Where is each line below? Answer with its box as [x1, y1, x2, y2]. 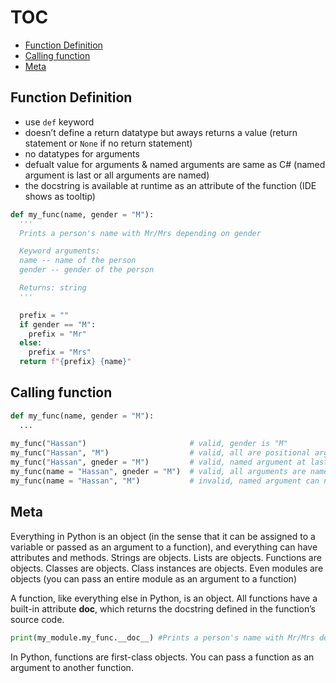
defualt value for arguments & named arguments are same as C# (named [24, 158, 326, 170]
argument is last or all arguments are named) [24, 169, 210, 181]
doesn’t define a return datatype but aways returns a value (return [24, 126, 298, 138]
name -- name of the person [19, 256, 137, 266]
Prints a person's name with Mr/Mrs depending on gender [19, 228, 262, 238]
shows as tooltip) [24, 190, 96, 202]
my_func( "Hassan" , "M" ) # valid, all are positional [10, 448, 311, 458]
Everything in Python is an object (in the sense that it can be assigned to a [10, 530, 316, 542]
